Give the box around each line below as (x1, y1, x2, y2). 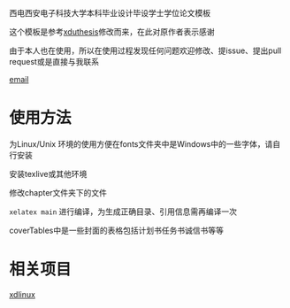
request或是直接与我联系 (9, 57, 100, 66)
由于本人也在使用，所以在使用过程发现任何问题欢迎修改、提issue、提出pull (9, 45, 282, 56)
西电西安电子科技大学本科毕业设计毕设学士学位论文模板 (9, 8, 210, 18)
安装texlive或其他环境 (9, 168, 88, 179)
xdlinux (9, 289, 35, 299)
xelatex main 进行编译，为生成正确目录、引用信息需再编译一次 (9, 206, 237, 217)
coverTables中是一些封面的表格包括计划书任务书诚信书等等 (9, 225, 224, 235)
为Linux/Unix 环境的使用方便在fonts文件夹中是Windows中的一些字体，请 (9, 138, 273, 149)
